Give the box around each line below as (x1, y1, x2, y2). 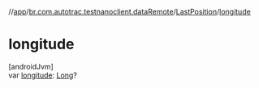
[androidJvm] (8, 61, 54, 71)
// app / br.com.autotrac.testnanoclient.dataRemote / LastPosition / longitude (8, 7, 252, 16)
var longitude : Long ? (8, 70, 77, 80)
